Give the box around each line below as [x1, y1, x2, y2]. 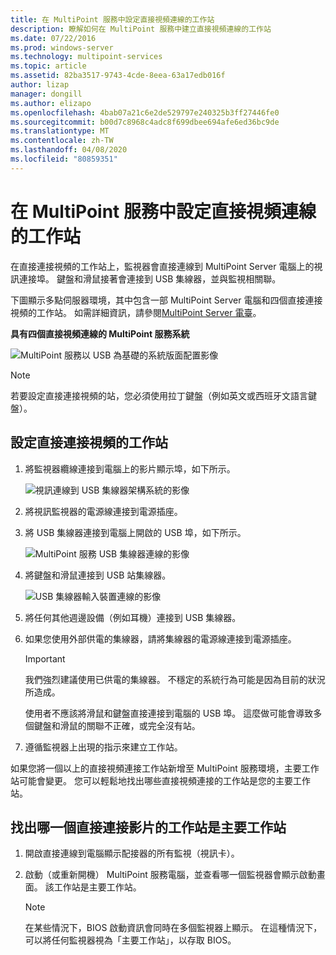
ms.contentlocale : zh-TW [10, 136, 114, 146]
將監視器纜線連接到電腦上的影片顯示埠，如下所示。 [24, 462, 236, 475]
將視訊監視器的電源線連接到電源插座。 [24, 505, 183, 517]
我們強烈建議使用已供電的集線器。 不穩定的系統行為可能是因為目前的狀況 [24, 673, 326, 685]
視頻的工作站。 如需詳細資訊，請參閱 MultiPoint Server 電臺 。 [10, 306, 262, 318]
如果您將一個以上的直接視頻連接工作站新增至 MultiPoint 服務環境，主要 [10, 762, 302, 774]
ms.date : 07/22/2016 [10, 33, 97, 43]
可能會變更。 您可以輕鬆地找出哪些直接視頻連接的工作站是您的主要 [18, 774, 293, 786]
